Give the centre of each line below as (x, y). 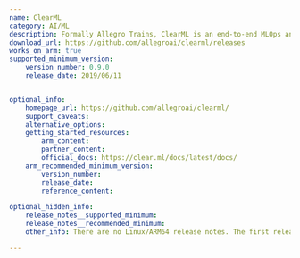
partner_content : (73, 150)
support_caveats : (58, 116)
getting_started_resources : (77, 133)
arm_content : (66, 141)
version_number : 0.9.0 (67, 68)
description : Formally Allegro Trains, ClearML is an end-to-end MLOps (145, 34)
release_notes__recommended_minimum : (96, 224)
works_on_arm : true (46, 51)
